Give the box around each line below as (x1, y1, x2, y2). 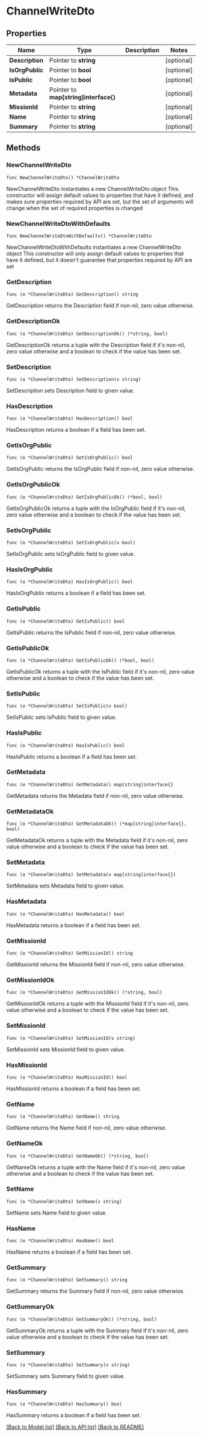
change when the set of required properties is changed (6, 204, 143, 211)
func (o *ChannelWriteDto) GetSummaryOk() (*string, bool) (6, 1316, 158, 1322)
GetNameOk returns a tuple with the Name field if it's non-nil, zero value (6, 1163, 185, 1170)
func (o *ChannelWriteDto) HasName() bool (6, 1238, 114, 1244)
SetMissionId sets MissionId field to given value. (6, 1046, 126, 1053)
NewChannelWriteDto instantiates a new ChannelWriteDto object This (6, 185, 179, 192)
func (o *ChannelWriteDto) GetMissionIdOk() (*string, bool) (6, 989, 163, 996)
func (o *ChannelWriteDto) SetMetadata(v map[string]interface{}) (6, 872, 176, 878)
